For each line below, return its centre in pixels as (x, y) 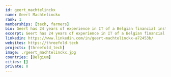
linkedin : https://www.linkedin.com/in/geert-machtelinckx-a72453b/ (79, 38)
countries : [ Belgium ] (28, 57)
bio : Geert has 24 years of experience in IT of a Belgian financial (81, 29)
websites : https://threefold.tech (42, 43)
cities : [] (17, 62)
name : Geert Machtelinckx (33, 15)
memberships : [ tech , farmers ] (37, 24)
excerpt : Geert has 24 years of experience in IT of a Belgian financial (85, 33)
